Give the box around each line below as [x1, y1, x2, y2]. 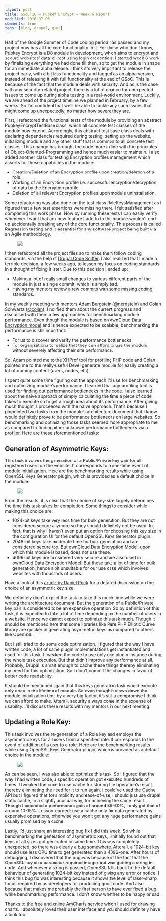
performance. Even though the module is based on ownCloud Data [5, 317, 142, 323]
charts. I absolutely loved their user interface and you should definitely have [5, 906, 160, 912]
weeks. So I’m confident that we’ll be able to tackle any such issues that [5, 103, 152, 109]
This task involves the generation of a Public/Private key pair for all [5, 457, 142, 463]
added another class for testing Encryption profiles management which [5, 154, 150, 160]
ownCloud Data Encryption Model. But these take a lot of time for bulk [12, 560, 155, 566]
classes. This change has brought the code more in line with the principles [5, 144, 157, 150]
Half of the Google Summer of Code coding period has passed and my [5, 39, 150, 45]
